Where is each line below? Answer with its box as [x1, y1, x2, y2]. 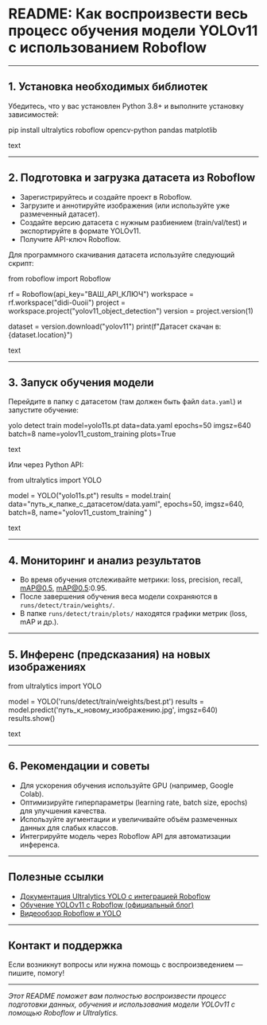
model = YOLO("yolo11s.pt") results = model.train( [8, 491, 172, 501]
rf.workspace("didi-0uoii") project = [8, 298, 126, 307]
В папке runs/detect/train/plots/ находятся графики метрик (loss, [19, 609, 248, 618]
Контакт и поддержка [8, 939, 123, 953]
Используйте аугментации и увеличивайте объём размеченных [19, 814, 238, 824]
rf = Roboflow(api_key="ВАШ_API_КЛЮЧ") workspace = [8, 289, 195, 298]
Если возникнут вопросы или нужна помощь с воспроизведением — [8, 960, 244, 969]
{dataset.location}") [8, 329, 73, 339]
